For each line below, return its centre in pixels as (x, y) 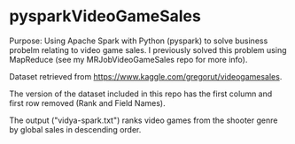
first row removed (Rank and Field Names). (87, 102)
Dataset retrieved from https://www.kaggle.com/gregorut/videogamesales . (146, 76)
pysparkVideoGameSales (105, 16)
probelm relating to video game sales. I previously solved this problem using (148, 49)
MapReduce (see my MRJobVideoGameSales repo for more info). (128, 59)
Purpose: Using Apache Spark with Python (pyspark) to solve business (139, 41)
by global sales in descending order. (75, 129)
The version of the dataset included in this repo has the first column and (141, 94)
